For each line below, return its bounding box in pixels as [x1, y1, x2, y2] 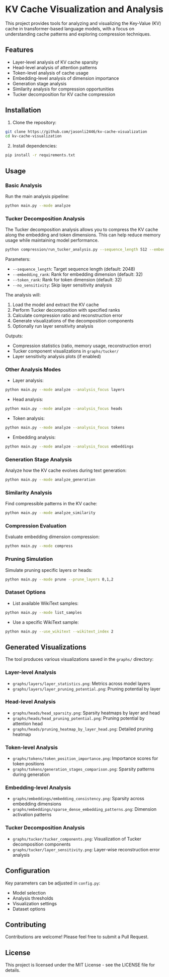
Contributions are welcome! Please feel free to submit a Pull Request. [5, 934, 149, 940]
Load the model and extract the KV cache [12, 302, 99, 308]
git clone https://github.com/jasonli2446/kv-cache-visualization [5, 129, 147, 134]
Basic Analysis [5, 182, 42, 189]
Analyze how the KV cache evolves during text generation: [5, 467, 127, 473]
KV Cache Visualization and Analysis [5, 4, 163, 15]
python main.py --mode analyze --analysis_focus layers [5, 387, 125, 393]
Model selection [12, 890, 46, 896]
